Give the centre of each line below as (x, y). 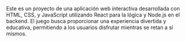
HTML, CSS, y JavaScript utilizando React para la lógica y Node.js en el (93, 15)
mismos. (17, 34)
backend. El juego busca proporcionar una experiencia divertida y (86, 21)
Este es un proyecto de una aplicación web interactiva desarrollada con (93, 9)
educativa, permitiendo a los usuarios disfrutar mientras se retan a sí (89, 27)
